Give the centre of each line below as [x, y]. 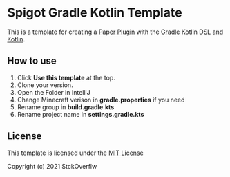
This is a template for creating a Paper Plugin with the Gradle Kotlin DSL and [115, 32]
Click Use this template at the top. [66, 77]
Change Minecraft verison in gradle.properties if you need [101, 100]
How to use [32, 61]
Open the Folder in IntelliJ [54, 92]
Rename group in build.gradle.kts [66, 107]
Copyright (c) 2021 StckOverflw [52, 166]
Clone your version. [45, 85]
